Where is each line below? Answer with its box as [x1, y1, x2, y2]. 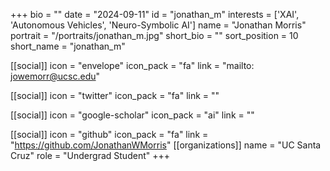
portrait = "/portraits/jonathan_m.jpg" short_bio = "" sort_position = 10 [10, 30, 299, 41]
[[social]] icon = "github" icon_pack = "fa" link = [10, 129, 209, 140]
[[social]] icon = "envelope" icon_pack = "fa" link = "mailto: [10, 60, 255, 71]
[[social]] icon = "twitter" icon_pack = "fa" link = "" [10, 90, 220, 101]
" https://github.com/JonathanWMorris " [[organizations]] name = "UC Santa [10, 139, 322, 151]
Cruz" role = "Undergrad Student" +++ [10, 150, 170, 161]
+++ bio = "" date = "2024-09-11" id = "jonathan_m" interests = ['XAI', [10, 9, 300, 20]
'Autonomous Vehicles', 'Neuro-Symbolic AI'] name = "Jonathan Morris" [10, 19, 307, 31]
